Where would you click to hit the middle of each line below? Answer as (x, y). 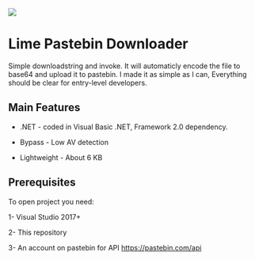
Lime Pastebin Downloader (98, 44)
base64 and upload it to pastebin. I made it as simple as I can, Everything (127, 74)
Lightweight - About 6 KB (61, 157)
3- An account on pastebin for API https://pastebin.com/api (105, 247)
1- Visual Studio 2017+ (45, 216)
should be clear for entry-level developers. (78, 82)
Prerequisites (42, 183)
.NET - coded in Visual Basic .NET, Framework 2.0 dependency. (124, 127)
